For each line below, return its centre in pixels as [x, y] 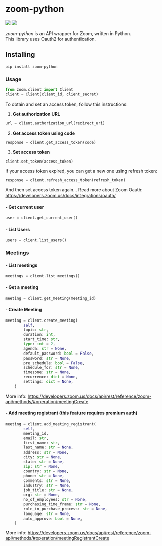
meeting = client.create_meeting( [42, 320]
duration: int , [39, 335]
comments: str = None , [47, 480]
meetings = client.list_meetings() [43, 276]
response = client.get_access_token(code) [51, 142]
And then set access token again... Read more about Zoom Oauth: [74, 190]
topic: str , [36, 330]
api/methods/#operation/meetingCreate [47, 401]
